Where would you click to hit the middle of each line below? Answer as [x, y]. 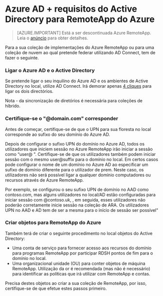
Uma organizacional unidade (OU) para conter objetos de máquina [79, 263]
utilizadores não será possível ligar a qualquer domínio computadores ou [78, 175]
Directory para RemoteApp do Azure [80, 19]
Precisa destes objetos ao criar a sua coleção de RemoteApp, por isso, [76, 283]
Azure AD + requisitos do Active [71, 9]
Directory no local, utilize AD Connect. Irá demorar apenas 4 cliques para [78, 86]
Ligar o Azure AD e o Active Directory [50, 70]
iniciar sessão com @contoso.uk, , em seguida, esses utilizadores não [75, 200]
